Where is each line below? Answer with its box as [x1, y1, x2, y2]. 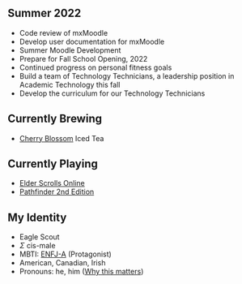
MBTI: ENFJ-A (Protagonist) [19, 249, 113, 259]
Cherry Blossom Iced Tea [19, 133, 104, 143]
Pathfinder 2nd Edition [19, 187, 95, 197]
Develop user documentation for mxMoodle [19, 37, 165, 46]
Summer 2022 [7, 6, 82, 20]
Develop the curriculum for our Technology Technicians [19, 88, 206, 98]
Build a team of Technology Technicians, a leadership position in [19, 71, 235, 80]
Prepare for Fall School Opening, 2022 [19, 54, 148, 63]
